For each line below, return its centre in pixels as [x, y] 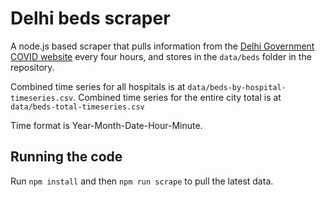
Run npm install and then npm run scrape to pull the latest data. [142, 181]
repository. [32, 67]
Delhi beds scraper [90, 18]
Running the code [66, 157]
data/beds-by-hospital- [237, 87]
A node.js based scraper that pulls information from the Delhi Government [162, 46]
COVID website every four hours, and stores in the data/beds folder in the [161, 56]
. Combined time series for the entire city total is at [177, 97]
